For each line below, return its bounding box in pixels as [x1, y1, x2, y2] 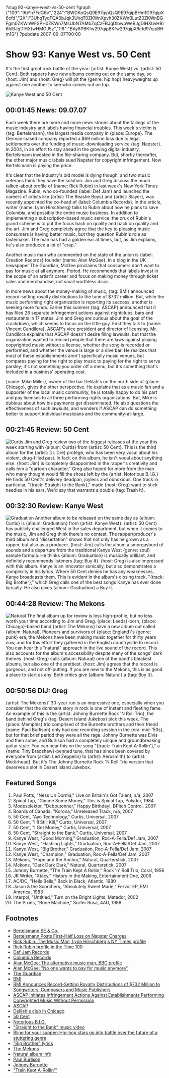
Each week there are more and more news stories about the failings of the [6, 119, 159, 125]
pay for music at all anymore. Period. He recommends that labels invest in [6, 268, 158, 274]
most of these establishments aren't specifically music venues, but [6, 352, 144, 358]
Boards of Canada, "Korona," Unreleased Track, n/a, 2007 [13, 808, 133, 814]
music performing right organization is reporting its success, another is [6, 299, 153, 305]
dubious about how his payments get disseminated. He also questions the [6, 400, 159, 406]
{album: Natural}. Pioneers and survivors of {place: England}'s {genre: [6, 629, 151, 635]
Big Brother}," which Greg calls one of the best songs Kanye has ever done [6, 579, 161, 585]
